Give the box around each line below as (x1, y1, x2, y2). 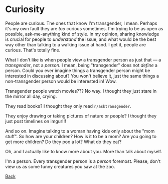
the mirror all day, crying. (5, 93, 57, 99)
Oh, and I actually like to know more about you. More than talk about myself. (5, 148, 162, 154)
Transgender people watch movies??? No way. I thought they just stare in (5, 88, 157, 94)
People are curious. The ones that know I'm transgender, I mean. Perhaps (5, 20, 157, 26)
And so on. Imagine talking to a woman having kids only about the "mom (5, 128, 155, 134)
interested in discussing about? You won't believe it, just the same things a (5, 73, 159, 79)
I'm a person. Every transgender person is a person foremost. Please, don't (5, 158, 161, 164)
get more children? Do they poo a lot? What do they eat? (5, 139, 122, 145)
